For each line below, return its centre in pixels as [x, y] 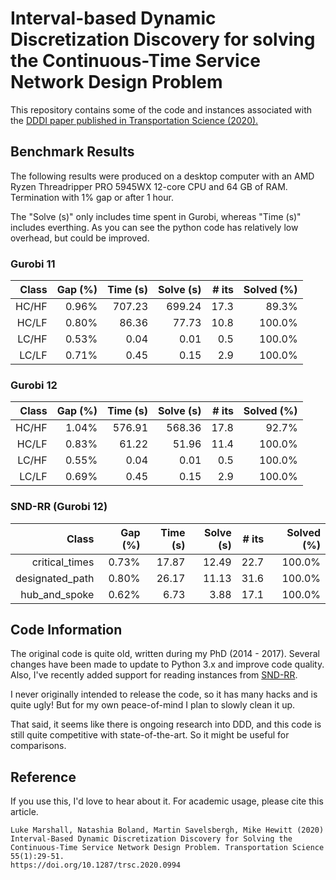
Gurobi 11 [33, 264]
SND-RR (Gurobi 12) [59, 507]
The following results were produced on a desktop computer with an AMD [162, 176]
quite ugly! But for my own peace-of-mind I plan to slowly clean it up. [153, 705]
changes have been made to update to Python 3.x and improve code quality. [167, 664]
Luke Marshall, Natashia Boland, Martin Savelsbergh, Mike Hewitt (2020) [167, 830]
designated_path [55, 578]
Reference [43, 777]
